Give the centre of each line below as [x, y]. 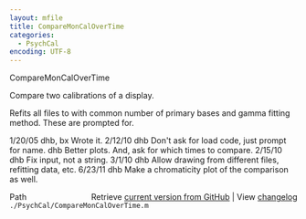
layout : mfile [37, 18]
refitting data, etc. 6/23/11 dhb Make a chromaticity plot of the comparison [149, 170]
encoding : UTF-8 [40, 52]
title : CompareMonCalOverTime [67, 26]
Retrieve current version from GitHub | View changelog [194, 197]
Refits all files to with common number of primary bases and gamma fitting [150, 113]
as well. [24, 180]
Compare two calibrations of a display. [82, 96]
